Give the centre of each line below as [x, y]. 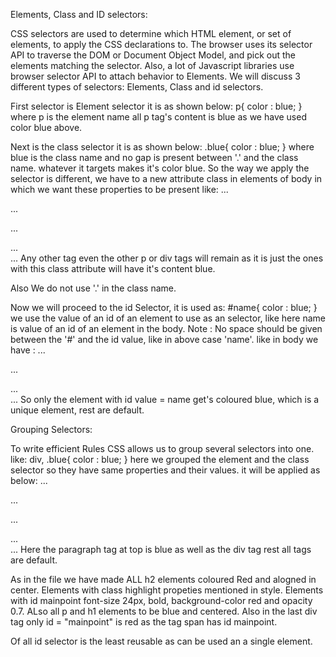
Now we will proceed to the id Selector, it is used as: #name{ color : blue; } [164, 307]
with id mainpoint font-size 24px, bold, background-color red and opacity [161, 600]
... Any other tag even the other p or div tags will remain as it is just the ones [167, 258]
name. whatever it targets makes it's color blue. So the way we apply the [160, 168]
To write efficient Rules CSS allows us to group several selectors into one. [162, 448]
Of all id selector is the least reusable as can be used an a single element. [161, 641]
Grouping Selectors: [51, 429]
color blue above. [46, 127]
